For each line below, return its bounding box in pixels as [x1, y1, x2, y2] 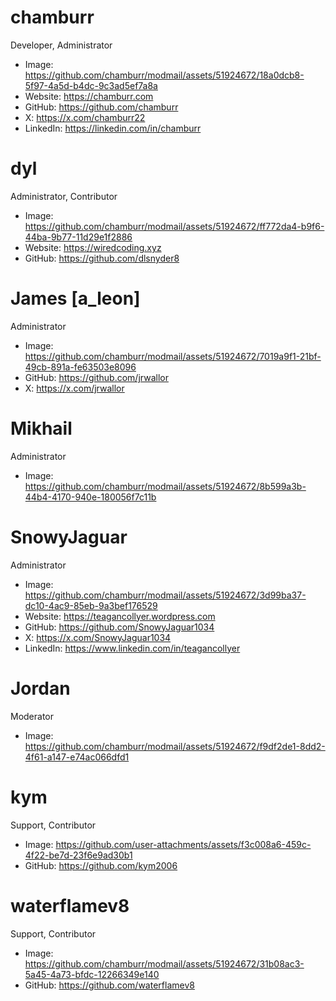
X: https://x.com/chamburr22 [24, 111, 146, 123]
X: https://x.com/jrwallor [24, 382, 125, 394]
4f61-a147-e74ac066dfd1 [24, 751, 130, 763]
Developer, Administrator [10, 39, 113, 51]
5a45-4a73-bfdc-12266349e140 [24, 968, 160, 980]
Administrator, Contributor [10, 190, 118, 202]
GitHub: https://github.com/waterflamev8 [24, 979, 195, 991]
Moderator [10, 710, 55, 722]
